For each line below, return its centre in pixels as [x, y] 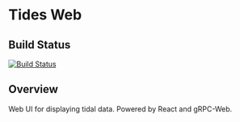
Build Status [40, 45]
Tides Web [45, 15]
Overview [34, 89]
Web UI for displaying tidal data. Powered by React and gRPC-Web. [120, 109]
